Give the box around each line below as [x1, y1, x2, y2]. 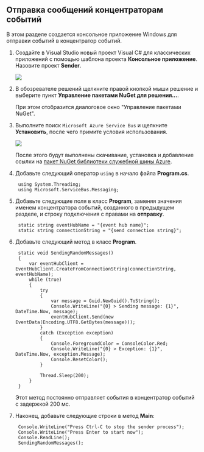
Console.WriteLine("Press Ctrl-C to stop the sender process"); [18, 423, 185, 430]
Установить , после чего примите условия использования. [15, 128, 167, 135]
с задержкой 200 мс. [15, 400, 71, 408]
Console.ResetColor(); [51, 356, 108, 362]
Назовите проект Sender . [15, 62, 82, 69]
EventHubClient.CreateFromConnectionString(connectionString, [15, 266, 177, 272]
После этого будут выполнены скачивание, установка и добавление [15, 151, 194, 158]
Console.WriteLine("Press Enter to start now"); [18, 429, 144, 435]
